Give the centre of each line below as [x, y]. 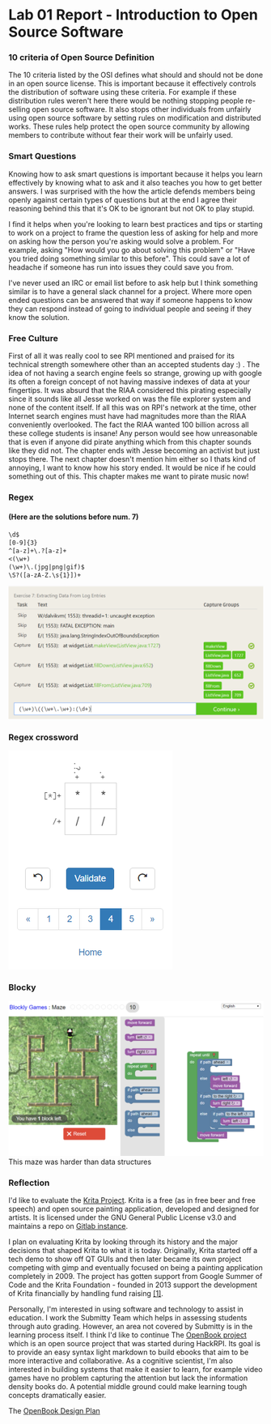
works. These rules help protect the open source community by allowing [129, 126]
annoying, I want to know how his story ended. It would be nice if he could [132, 468]
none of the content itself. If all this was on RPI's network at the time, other [133, 407]
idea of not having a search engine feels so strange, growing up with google [135, 373]
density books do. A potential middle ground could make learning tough [128, 1387]
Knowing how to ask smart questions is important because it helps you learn [135, 174]
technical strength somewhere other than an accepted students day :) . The [134, 365]
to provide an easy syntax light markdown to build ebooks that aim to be [129, 1352]
